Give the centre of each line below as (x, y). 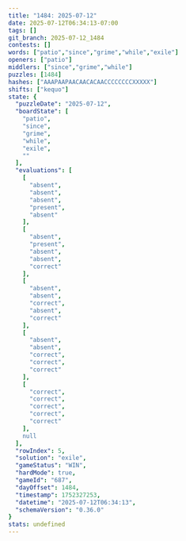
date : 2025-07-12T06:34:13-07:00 (63, 23)
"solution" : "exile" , (51, 458)
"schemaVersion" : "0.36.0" (60, 510)
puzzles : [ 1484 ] (35, 75)
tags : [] (23, 30)
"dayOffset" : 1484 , (47, 487)
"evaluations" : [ (44, 171)
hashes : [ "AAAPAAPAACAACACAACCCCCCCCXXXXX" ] (83, 82)
